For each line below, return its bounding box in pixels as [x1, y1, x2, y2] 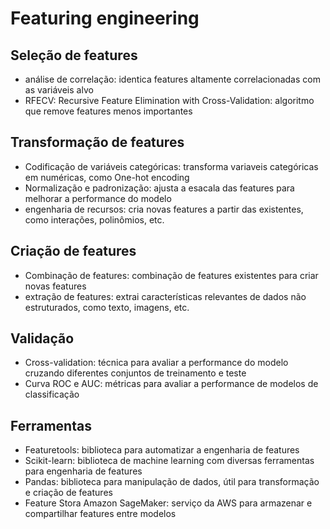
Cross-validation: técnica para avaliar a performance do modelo [24, 357, 289, 369]
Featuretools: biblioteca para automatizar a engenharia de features [24, 444, 300, 456]
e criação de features [24, 487, 113, 499]
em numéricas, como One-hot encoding [24, 171, 190, 183]
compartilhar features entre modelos [24, 508, 177, 520]
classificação [24, 388, 80, 401]
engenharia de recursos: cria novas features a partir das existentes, [24, 203, 304, 215]
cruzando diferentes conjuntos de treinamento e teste [24, 367, 247, 379]
